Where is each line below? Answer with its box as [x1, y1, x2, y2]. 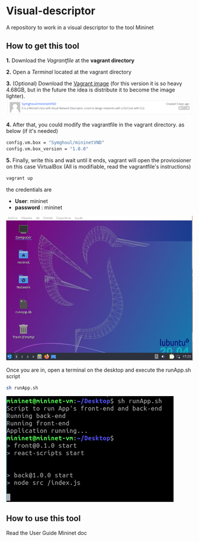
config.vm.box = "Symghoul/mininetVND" [6, 140, 105, 146]
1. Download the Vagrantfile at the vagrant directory [6, 56, 135, 64]
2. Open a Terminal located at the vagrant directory [6, 68, 132, 75]
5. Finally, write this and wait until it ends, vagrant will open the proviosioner [6, 156, 191, 164]
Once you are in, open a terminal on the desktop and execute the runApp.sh [6, 366, 191, 374]
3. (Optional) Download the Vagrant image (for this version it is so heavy [6, 80, 182, 87]
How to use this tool [6, 514, 81, 524]
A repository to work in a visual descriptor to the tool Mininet [6, 24, 154, 31]
